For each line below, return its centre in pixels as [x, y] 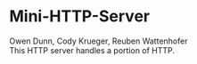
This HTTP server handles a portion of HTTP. [92, 50]
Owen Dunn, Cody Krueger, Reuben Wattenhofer [98, 41]
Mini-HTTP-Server [79, 16]
